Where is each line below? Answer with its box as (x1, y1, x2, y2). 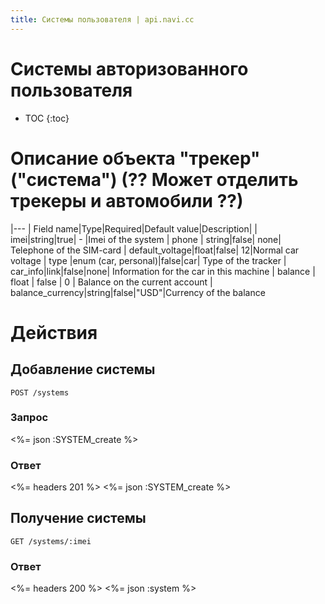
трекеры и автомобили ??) (10, 189, 244, 212)
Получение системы (10, 510, 147, 527)
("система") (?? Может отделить (10, 168, 299, 191)
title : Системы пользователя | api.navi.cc (10, 14, 195, 25)
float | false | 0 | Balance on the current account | (10, 276, 213, 288)
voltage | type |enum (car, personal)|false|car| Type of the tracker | (10, 254, 287, 266)
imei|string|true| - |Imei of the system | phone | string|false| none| (10, 233, 282, 245)
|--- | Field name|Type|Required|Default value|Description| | (10, 222, 258, 235)
